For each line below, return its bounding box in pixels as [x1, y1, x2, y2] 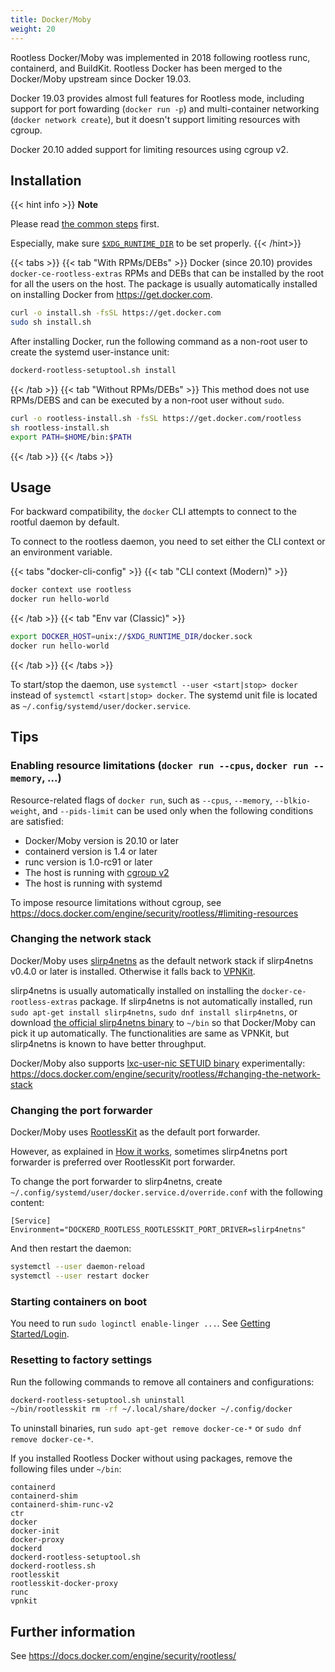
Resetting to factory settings [10, 1353, 153, 1367]
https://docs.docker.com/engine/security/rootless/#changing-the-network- [10, 1067, 321, 1080]
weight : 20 [10, 24, 56, 34]
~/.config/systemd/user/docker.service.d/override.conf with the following [10, 1186, 323, 1198]
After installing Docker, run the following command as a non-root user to [10, 336, 308, 348]
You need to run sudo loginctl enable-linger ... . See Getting [10, 1317, 271, 1330]
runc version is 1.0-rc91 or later [24, 856, 153, 868]
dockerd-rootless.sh [10, 1561, 97, 1571]
